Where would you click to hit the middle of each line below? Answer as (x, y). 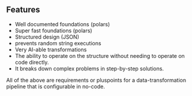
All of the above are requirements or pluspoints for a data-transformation (96, 80)
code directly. (32, 62)
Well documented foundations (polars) (62, 24)
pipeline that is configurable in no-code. (55, 86)
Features (23, 10)
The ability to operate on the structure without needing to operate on (100, 55)
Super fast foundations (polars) (53, 30)
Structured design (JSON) (47, 37)
